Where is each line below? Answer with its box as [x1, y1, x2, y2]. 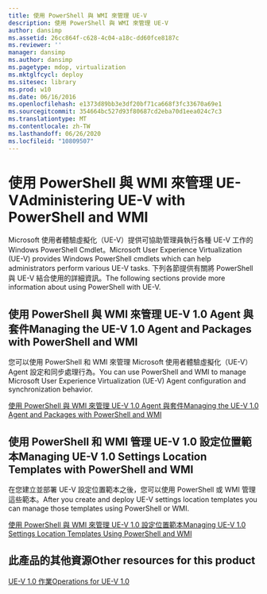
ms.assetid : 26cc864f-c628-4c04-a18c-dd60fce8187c [8, 33, 180, 42]
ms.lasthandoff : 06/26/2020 [8, 129, 102, 137]
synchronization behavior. [8, 384, 93, 394]
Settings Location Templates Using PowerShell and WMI [8, 529, 192, 538]
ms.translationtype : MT [8, 115, 87, 123]
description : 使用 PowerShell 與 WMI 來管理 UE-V [8, 19, 168, 27]
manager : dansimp [8, 48, 66, 56]
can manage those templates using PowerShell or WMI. [8, 503, 189, 513]
